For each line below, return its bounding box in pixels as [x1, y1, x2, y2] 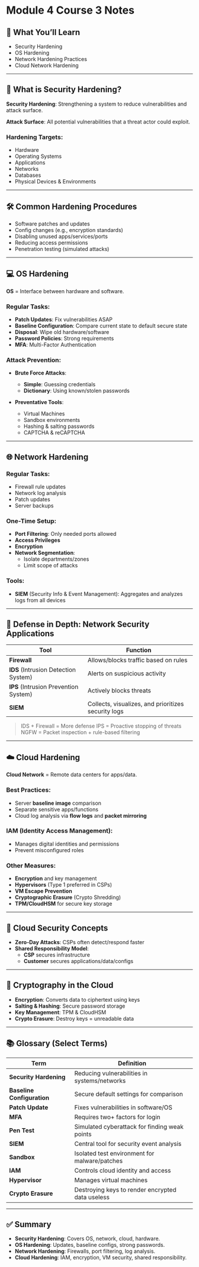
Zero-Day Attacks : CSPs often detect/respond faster [14, 938, 145, 945]
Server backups [14, 502, 54, 509]
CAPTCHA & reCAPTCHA [23, 429, 85, 436]
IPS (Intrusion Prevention [9, 683, 79, 691]
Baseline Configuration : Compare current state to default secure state [14, 322, 188, 329]
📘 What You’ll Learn [6, 27, 81, 37]
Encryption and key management [14, 875, 97, 882]
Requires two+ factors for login [74, 1113, 161, 1121]
